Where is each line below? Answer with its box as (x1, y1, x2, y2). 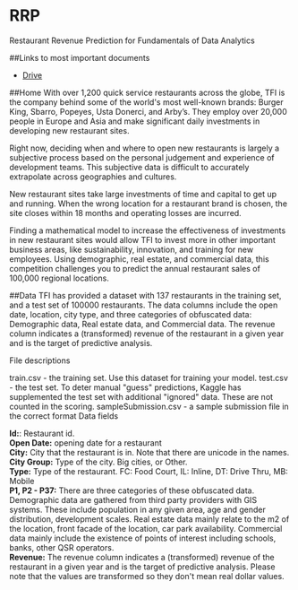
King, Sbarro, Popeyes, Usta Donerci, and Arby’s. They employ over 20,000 (9, 106, 288, 117)
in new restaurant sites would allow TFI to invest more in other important (9, 234, 276, 245)
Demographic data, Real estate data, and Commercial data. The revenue (9, 318, 276, 329)
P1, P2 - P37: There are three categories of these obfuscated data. (9, 485, 255, 496)
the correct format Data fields (9, 410, 119, 421)
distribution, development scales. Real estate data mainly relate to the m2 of (9, 513, 290, 525)
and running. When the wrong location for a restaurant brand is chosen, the (9, 198, 288, 209)
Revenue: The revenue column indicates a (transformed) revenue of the (9, 551, 275, 562)
